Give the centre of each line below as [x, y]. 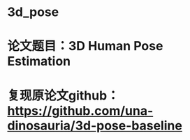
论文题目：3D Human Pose [85, 46]
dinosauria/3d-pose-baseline [95, 125]
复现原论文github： [64, 95]
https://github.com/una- [80, 110]
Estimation [39, 62]
